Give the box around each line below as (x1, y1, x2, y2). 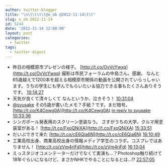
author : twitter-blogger (5, 7, 57, 13)
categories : (5, 36, 30, 41)
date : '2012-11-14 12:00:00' (5, 26, 66, 31)
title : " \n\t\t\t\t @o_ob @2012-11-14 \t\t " (5, 12, 96, 17)
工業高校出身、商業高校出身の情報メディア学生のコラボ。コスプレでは (12, 137, 158, 143)
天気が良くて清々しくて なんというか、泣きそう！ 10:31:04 (12, 95, 134, 101)
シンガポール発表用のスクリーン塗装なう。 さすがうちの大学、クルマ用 (12, 119, 159, 125)
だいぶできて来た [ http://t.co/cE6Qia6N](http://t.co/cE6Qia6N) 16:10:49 (12, 131, 160, 137)
